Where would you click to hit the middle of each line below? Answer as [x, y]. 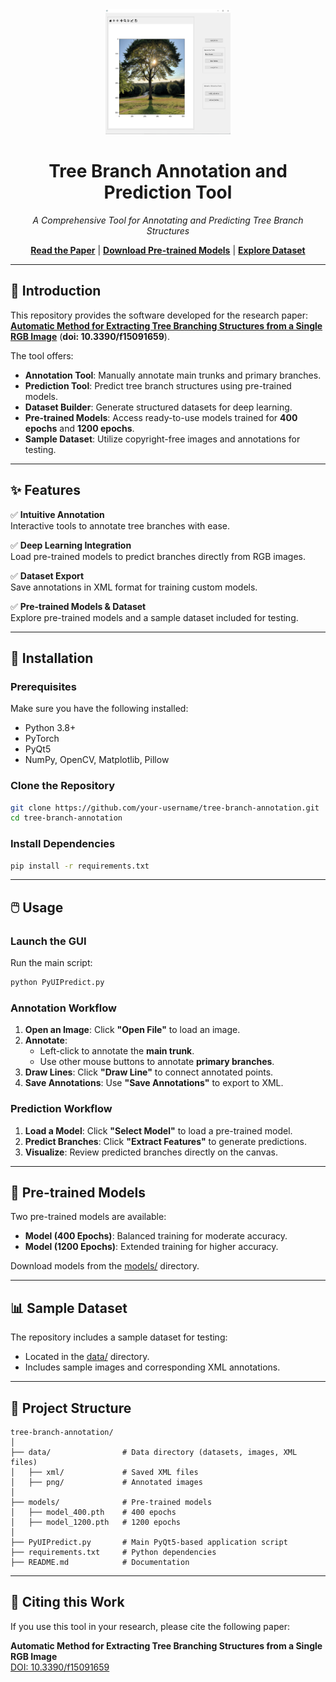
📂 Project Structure [71, 1408]
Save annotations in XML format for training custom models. [134, 587]
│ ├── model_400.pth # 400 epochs [93, 1513]
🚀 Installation [52, 658]
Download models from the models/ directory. [105, 1266]
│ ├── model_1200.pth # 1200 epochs [96, 1523]
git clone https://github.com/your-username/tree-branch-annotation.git [165, 808]
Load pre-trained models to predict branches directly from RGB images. [158, 556]
